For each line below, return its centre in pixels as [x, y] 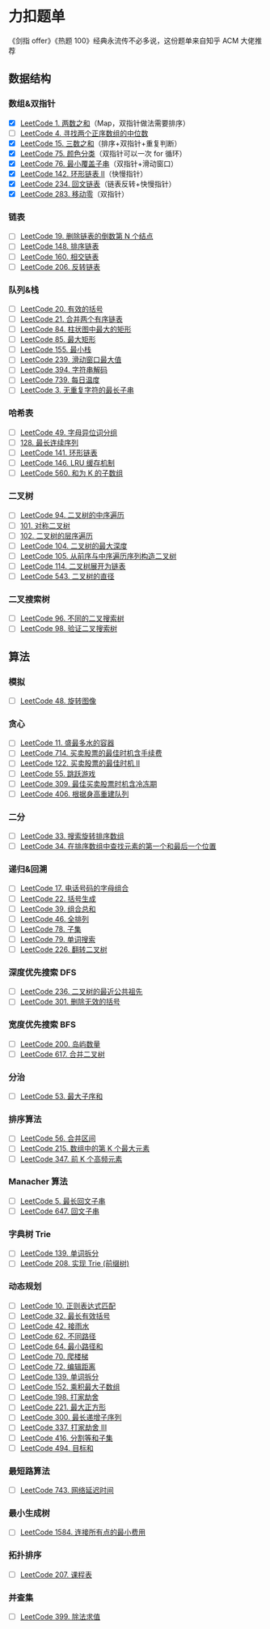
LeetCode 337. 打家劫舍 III [63, 1427]
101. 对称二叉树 [45, 525]
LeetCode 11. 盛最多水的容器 [67, 743]
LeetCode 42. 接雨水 [55, 1326]
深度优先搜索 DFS [42, 972]
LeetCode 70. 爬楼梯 [54, 1357]
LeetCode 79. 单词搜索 [57, 939]
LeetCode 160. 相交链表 [59, 257]
